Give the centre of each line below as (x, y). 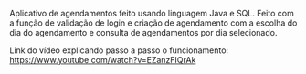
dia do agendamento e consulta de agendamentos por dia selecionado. (143, 32)
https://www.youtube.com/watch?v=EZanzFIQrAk (103, 60)
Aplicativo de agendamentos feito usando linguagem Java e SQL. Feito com (152, 13)
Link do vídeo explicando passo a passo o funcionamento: (119, 50)
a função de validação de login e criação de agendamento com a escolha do (153, 23)
